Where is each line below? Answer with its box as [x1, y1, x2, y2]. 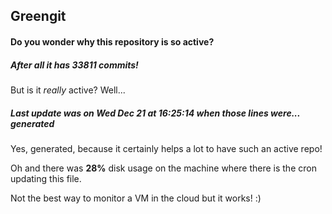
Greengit [10, 8, 67, 25]
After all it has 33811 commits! [10, 59, 139, 71]
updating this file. [10, 172, 82, 184]
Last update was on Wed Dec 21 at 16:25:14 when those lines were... [10, 107, 301, 119]
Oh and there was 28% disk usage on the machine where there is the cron [10, 162, 317, 174]
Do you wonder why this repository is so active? [10, 35, 215, 48]
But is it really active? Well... [10, 84, 126, 96]
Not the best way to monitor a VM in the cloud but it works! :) [10, 192, 262, 204]
